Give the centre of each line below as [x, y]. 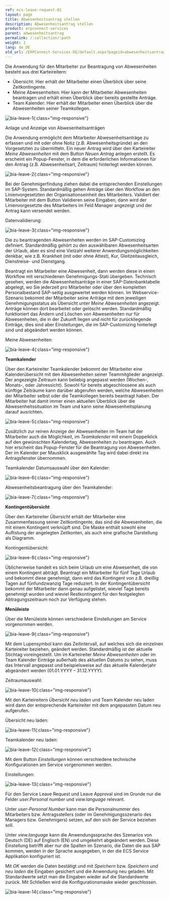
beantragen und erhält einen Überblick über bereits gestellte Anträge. [85, 97]
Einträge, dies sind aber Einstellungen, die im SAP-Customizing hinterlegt [81, 324]
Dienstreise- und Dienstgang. [36, 261]
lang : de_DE [18, 47]
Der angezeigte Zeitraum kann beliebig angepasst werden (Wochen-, [77, 379]
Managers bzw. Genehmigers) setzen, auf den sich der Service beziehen [81, 819]
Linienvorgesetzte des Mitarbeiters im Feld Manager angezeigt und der [79, 205]
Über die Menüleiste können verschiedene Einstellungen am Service [76, 619]
